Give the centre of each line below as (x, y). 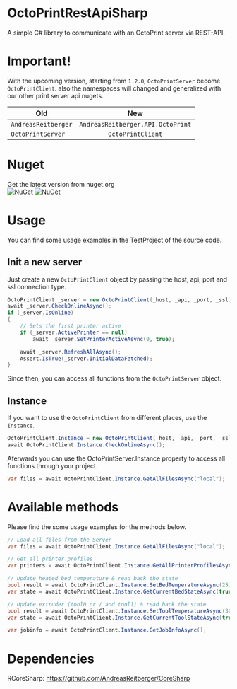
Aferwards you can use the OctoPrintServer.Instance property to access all (116, 458)
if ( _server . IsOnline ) (41, 313)
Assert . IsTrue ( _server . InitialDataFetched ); (86, 359)
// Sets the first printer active (71, 326)
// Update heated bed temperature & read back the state (93, 579)
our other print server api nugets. (55, 95)
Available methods (63, 507)
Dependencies (51, 659)
